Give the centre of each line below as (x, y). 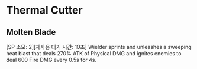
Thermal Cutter (44, 10)
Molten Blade (31, 32)
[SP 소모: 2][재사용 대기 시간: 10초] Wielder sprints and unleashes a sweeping (99, 47)
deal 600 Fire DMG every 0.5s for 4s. (51, 60)
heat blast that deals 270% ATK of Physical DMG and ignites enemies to (94, 53)
